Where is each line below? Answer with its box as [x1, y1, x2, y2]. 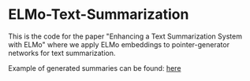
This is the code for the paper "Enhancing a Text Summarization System [8, 31, 243, 41]
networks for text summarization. [8, 48, 116, 57]
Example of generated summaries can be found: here [8, 63, 181, 72]
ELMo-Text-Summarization [8, 6, 189, 24]
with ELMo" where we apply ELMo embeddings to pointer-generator [8, 39, 230, 49]
